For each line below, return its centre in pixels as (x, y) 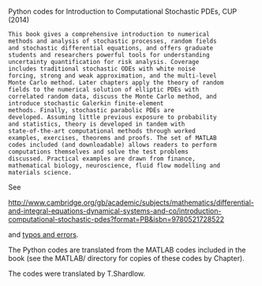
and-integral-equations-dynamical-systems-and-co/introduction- (115, 211)
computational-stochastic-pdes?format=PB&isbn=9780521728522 (116, 219)
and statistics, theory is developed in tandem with (97, 124)
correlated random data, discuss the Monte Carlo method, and (112, 96)
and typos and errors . (43, 235)
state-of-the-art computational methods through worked (102, 131)
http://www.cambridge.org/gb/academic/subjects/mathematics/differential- (131, 202)
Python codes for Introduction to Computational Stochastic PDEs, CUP (123, 11)
